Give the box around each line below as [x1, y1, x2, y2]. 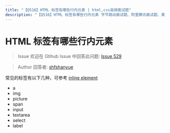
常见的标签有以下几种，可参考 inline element [5, 75, 98, 81]
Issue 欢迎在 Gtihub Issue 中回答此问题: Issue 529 [17, 53, 122, 59]
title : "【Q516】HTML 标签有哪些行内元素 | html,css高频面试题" [5, 7, 132, 13]
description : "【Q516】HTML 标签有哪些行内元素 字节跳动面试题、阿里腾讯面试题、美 [5, 12, 165, 17]
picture [12, 96, 28, 102]
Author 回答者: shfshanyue [17, 64, 73, 70]
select [12, 117, 26, 123]
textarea [12, 112, 30, 118]
